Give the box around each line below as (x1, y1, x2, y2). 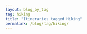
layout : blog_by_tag (5, 7, 49, 12)
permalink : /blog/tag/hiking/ (5, 21, 69, 26)
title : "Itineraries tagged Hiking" (5, 16, 82, 21)
